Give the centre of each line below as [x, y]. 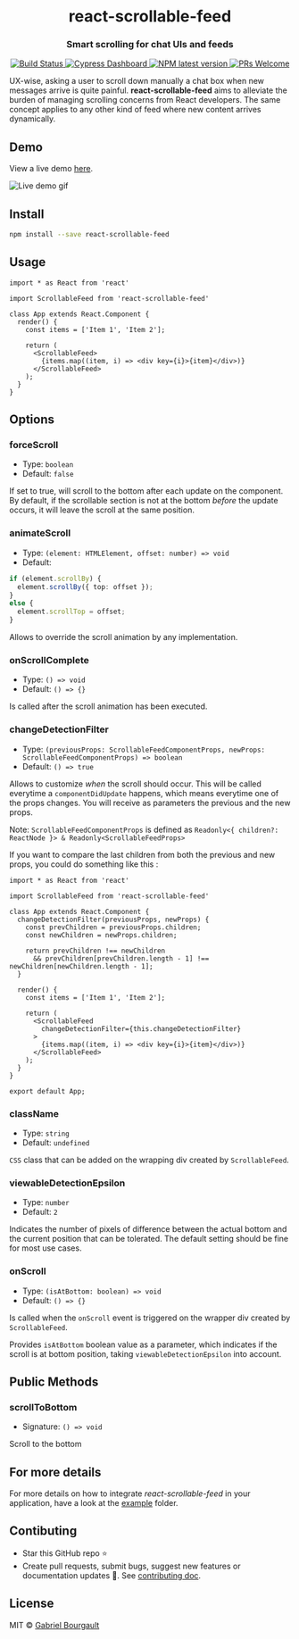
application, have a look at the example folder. [94, 1503]
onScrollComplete [49, 660]
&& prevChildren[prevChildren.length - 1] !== [121, 958]
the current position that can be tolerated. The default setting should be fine [149, 1239]
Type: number [46, 1202]
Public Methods [54, 1381]
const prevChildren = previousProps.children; [113, 927]
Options [32, 420]
